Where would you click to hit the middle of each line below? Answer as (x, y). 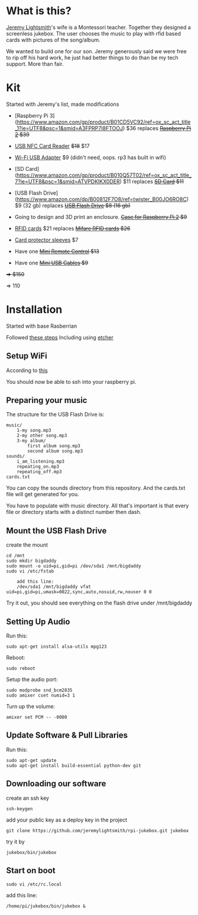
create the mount (27, 545)
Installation (34, 310)
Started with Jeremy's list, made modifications (63, 104)
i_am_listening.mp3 (41, 462)
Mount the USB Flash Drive (56, 531)
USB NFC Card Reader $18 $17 (52, 146)
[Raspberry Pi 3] (35, 115)
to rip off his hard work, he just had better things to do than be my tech (92, 57)
